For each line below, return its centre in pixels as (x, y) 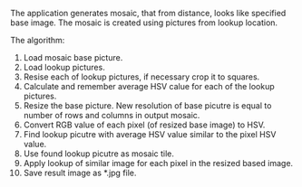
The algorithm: (38, 40)
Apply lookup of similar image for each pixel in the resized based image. (158, 163)
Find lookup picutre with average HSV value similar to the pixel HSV (150, 134)
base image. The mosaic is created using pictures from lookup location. (144, 23)
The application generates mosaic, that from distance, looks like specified (148, 13)
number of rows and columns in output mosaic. (112, 115)
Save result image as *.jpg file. (80, 173)
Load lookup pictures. (64, 67)
